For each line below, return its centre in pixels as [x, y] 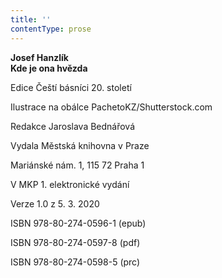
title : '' [31, 19]
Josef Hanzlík [39, 57]
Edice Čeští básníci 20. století [71, 87]
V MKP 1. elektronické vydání [70, 184]
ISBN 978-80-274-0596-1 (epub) [78, 223]
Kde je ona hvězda [49, 68]
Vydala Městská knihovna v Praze [80, 145]
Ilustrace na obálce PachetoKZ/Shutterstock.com [111, 107]
